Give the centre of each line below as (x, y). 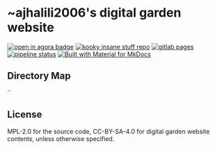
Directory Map (39, 76)
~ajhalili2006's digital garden (94, 13)
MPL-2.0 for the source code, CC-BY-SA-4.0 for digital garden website (108, 131)
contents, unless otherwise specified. (61, 139)
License (25, 115)
